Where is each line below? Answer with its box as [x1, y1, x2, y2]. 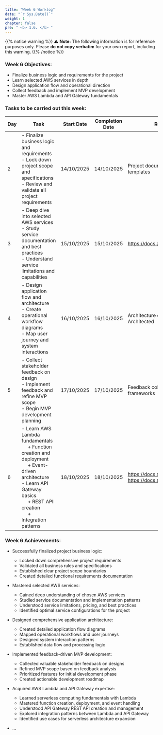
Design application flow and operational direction [12, 82, 111, 88]
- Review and [21, 181, 52, 187]
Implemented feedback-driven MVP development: [12, 651, 112, 657]
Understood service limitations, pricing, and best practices [19, 602, 137, 608]
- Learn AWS [21, 425, 52, 432]
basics [21, 492, 37, 499]
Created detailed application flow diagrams [19, 626, 106, 632]
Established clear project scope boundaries [19, 568, 107, 574]
